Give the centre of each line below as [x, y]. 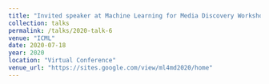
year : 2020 [26, 53]
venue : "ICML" [32, 38]
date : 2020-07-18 [37, 46]
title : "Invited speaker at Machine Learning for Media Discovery [121, 16]
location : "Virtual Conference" [62, 61]
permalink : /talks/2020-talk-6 [60, 30]
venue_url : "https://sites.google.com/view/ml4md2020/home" [111, 68]
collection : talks [39, 23]
